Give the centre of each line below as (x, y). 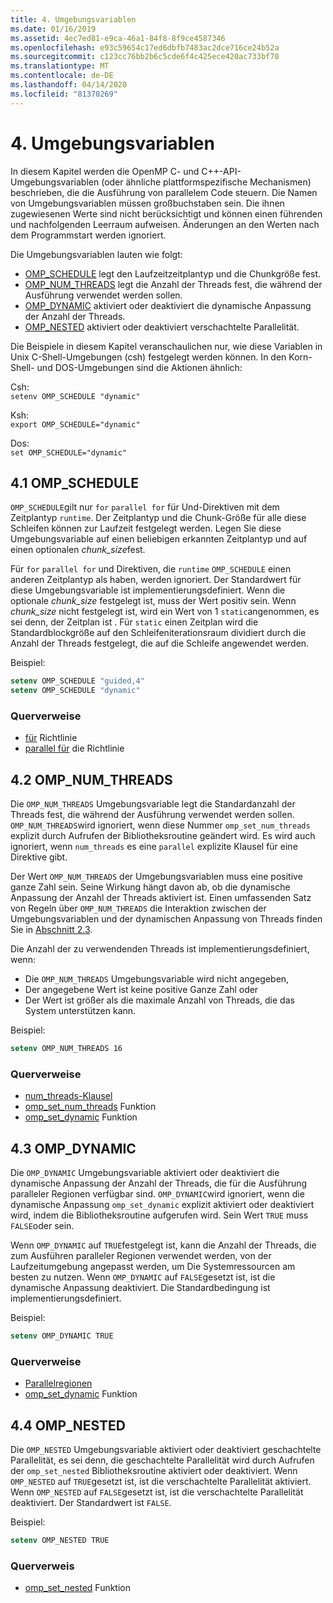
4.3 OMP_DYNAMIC (73, 1148)
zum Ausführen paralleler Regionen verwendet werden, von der (141, 1256)
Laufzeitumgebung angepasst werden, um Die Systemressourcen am (153, 1267)
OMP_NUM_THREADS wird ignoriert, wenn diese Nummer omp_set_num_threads (160, 825)
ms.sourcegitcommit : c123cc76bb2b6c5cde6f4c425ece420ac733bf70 (145, 57)
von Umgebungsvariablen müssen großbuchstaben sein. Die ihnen (147, 203)
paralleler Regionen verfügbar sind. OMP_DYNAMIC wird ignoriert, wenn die (157, 1194)
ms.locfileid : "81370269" (64, 94)
